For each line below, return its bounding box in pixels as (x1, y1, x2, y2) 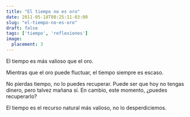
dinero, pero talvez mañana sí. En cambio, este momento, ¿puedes (6, 86, 168, 93)
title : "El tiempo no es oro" (6, 8, 81, 15)
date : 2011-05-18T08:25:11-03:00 (6, 14, 88, 20)
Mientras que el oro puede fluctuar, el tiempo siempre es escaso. (6, 69, 164, 76)
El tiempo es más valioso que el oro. (6, 57, 94, 65)
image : (6, 36, 22, 42)
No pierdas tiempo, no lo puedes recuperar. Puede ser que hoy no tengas (6, 80, 184, 87)
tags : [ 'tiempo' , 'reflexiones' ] (6, 31, 88, 36)
